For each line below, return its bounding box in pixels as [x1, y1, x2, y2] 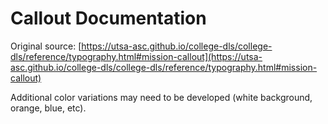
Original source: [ [10, 40, 82, 52]
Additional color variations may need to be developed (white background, [10, 91, 313, 103]
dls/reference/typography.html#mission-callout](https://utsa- [10, 50, 263, 62]
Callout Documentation [10, 7, 207, 30]
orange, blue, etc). [10, 102, 87, 114]
